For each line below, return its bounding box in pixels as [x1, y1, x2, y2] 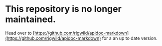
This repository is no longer [5, 3, 122, 15]
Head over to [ [5, 30, 35, 36]
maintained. [5, 14, 56, 25]
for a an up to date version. [102, 35, 158, 41]
